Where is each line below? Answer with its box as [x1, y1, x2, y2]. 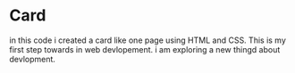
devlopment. [9, 53, 56, 64]
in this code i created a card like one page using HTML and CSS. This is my [9, 35, 286, 45]
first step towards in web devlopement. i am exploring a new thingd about [9, 44, 281, 54]
